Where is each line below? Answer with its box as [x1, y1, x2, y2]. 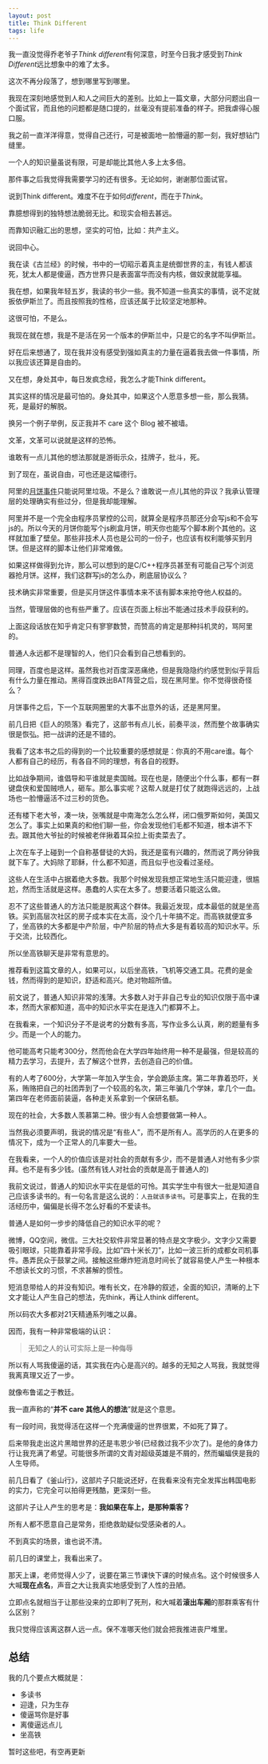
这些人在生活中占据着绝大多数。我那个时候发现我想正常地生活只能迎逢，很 [8, 874, 253, 884]
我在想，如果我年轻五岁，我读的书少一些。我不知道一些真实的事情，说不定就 [8, 286, 260, 296]
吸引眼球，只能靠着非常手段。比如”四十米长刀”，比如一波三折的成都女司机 [8, 1246, 253, 1255]
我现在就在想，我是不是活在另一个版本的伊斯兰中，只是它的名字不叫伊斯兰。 [8, 330, 260, 340]
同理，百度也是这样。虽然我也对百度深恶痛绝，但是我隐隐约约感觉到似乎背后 [8, 666, 260, 675]
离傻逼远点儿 [19, 1720, 62, 1730]
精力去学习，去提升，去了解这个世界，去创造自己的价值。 [8, 1057, 197, 1066]
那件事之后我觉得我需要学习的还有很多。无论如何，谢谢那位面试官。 [8, 174, 232, 184]
